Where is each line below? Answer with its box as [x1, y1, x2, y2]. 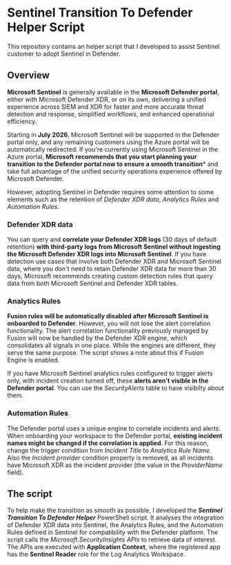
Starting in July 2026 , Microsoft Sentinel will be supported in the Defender [7, 130, 219, 138]
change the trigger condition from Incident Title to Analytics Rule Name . [7, 446, 212, 454]
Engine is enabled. [7, 356, 60, 364]
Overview [7, 70, 50, 81]
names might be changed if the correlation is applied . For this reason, [7, 439, 209, 447]
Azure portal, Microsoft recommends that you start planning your [7, 152, 198, 161]
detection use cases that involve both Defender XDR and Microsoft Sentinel [7, 257, 222, 266]
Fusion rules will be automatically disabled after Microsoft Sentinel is [7, 312, 209, 320]
